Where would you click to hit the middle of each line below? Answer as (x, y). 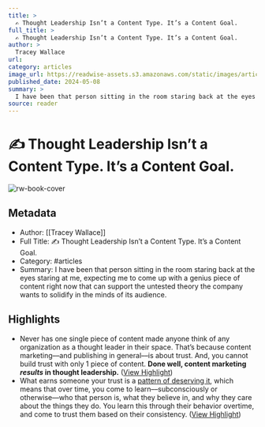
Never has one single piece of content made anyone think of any (125, 338)
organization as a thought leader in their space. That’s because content (135, 347)
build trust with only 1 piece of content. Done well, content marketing (133, 364)
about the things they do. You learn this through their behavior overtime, (137, 406)
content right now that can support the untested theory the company (131, 286)
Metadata (32, 213)
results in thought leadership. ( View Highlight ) (96, 372)
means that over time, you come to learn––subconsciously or (119, 389)
